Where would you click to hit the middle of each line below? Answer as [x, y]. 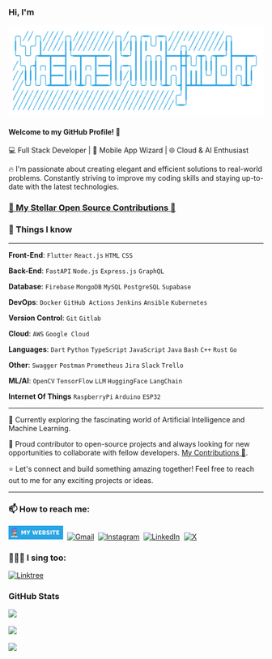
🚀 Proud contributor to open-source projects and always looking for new [129, 443]
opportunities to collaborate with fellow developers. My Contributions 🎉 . [128, 452]
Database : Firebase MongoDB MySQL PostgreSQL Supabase [100, 286]
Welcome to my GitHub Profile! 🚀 [65, 131]
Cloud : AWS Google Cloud [49, 333]
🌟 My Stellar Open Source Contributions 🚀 [92, 208]
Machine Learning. [40, 428]
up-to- [253, 178]
